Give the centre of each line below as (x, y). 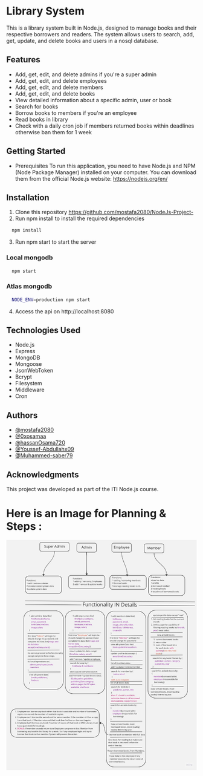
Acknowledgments (43, 474)
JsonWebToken (34, 371)
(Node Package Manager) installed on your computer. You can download (105, 172)
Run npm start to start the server (56, 242)
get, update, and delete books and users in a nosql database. (82, 41)
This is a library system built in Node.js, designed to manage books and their (101, 28)
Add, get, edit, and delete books (55, 93)
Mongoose (28, 364)
